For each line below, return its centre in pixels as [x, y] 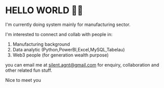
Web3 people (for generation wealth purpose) [61, 55]
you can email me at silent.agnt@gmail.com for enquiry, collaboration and [82, 65]
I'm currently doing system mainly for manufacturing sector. [68, 24]
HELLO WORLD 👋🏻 [44, 10]
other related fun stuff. [29, 70]
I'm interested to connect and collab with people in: [59, 34]
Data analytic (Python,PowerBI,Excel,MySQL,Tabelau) [69, 49]
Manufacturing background [41, 44]
